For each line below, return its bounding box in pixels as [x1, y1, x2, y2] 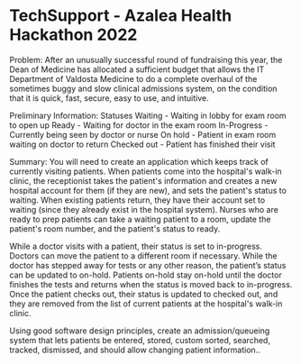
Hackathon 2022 [9, 24, 138, 45]
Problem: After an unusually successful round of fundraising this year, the [9, 54, 283, 65]
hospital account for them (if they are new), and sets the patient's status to [9, 185, 287, 196]
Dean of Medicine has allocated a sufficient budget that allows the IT [9, 64, 265, 75]
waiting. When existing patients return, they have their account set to [9, 195, 266, 205]
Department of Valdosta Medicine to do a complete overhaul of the [9, 73, 258, 84]
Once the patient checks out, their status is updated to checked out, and [9, 288, 278, 299]
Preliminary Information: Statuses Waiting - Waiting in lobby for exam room [9, 110, 287, 121]
